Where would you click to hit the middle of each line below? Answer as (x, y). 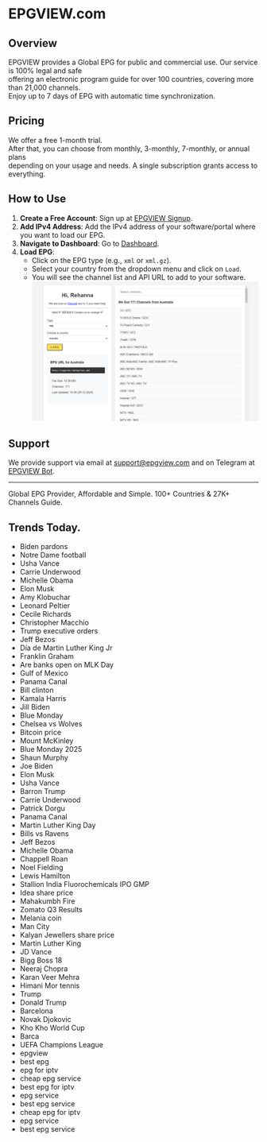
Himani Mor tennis (50, 985)
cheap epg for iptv (50, 1112)
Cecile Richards (45, 614)
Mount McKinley (46, 741)
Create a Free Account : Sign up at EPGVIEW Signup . (106, 218)
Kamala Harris (43, 698)
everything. (27, 174)
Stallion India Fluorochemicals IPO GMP (84, 884)
